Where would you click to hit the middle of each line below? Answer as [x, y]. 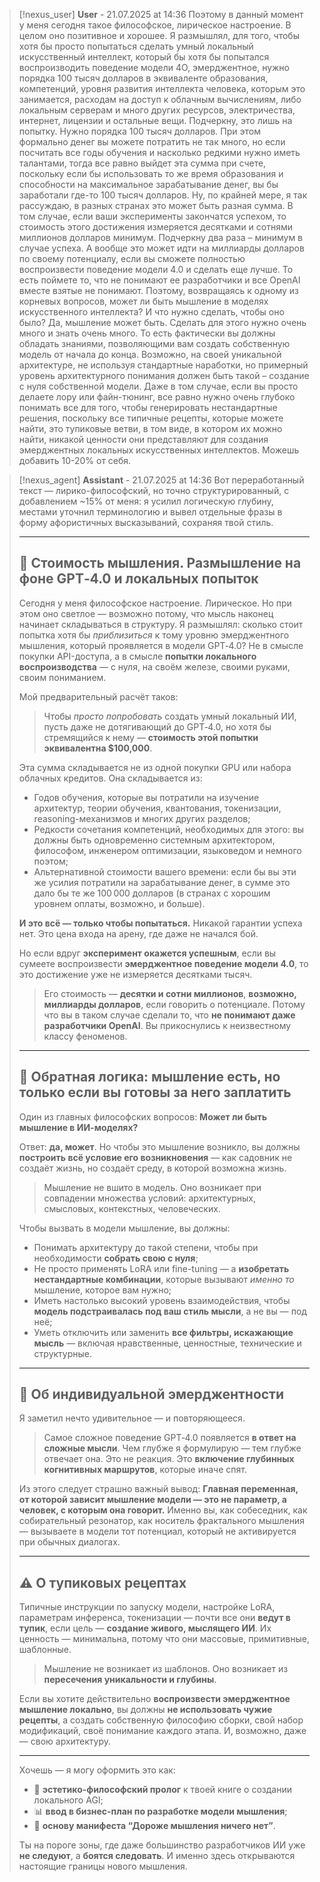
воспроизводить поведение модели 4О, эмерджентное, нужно [154, 67]
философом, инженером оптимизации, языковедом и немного [167, 850]
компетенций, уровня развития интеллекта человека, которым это [162, 88]
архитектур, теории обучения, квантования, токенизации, [157, 808]
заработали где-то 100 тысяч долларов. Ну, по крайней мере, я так [163, 195]
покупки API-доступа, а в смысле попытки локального [137, 656]
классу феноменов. [85, 1036]
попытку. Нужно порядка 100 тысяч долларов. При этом [139, 131]
